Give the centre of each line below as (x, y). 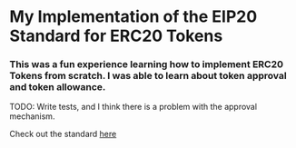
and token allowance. (58, 87)
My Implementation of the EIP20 (133, 17)
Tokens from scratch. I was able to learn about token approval (148, 76)
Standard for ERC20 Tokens (116, 36)
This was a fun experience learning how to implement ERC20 (147, 64)
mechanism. (32, 116)
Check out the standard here (63, 134)
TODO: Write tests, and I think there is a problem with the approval (133, 107)
